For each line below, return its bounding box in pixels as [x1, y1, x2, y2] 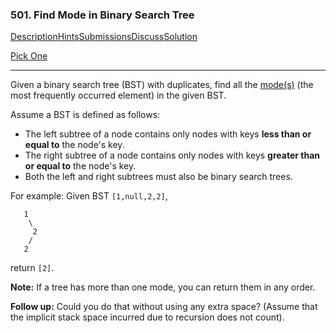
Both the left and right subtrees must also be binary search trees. [24, 171, 293, 183]
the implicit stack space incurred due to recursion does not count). [10, 311, 285, 323]
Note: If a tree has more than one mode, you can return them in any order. [10, 281, 316, 293]
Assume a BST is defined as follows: [10, 109, 161, 121]
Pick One [10, 50, 48, 62]
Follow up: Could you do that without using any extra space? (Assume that [10, 301, 318, 313]
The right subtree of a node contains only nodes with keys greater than [24, 149, 320, 162]
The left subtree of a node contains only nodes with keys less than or [24, 128, 312, 140]
